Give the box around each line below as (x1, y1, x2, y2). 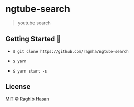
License (5, 82, 31, 91)
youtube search (17, 20, 51, 26)
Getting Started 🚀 (5, 34, 61, 43)
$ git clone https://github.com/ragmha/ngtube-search (12, 49, 129, 54)
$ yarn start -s (12, 68, 47, 74)
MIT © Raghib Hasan (5, 96, 49, 102)
